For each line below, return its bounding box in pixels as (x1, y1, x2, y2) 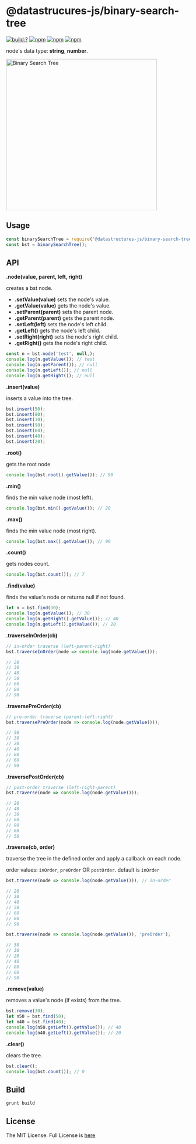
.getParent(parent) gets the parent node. (14, 315, 115, 322)
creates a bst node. (6, 285, 52, 292)
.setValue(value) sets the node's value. (14, 296, 110, 303)
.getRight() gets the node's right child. (14, 340, 108, 347)
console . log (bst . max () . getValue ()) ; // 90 (6, 538, 111, 544)
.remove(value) (6, 985, 44, 992)
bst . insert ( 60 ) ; (6, 428, 45, 434)
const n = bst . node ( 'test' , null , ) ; (6, 351, 95, 357)
